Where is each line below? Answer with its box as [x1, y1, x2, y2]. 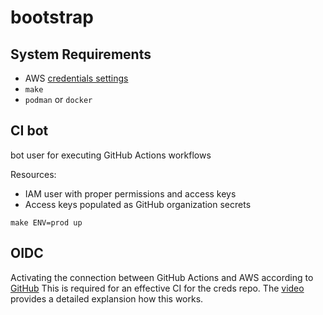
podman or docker [24, 94, 93, 105]
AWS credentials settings [24, 72, 129, 84]
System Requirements [10, 46, 152, 63]
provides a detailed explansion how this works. [10, 292, 204, 305]
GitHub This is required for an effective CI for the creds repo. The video [10, 282, 305, 294]
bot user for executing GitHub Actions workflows [10, 149, 212, 161]
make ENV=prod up [10, 217, 83, 228]
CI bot [10, 122, 49, 140]
